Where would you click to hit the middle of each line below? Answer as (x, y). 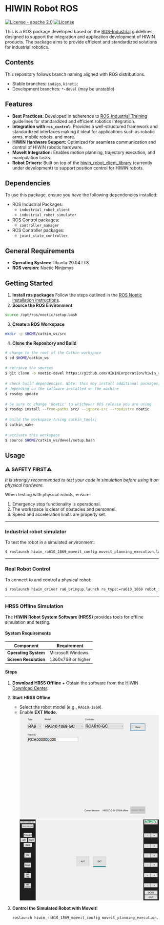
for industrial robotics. (27, 47)
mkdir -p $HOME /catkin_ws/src (36, 334)
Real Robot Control (28, 569)
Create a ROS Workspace (38, 324)
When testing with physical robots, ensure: (48, 495)
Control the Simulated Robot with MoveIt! (55, 908)
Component (26, 646)
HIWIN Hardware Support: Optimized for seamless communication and (84, 142)
